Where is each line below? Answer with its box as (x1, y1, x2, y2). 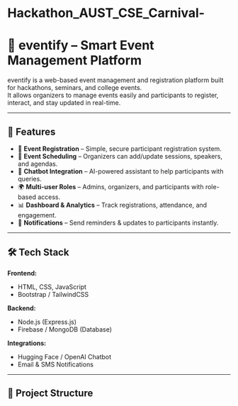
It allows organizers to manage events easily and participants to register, (7, 91, 219, 100)
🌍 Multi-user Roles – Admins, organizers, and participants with (17, 182, 204, 191)
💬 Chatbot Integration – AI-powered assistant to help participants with (17, 167, 224, 175)
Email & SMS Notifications (17, 360, 94, 368)
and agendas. (17, 159, 58, 168)
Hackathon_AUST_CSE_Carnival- (7, 5, 205, 21)
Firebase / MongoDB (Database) (17, 325, 112, 334)
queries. (17, 174, 42, 183)
